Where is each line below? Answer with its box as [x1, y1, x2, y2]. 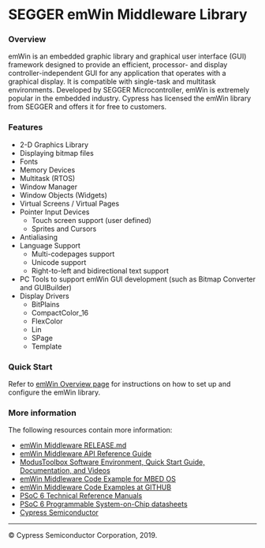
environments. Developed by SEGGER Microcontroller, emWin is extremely [8, 85, 250, 95]
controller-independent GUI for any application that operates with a [8, 69, 226, 78]
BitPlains [31, 299, 60, 309]
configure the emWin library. [8, 387, 101, 397]
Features [8, 122, 43, 133]
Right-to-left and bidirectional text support [31, 266, 170, 275]
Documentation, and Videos [19, 466, 110, 475]
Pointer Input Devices [19, 207, 90, 217]
